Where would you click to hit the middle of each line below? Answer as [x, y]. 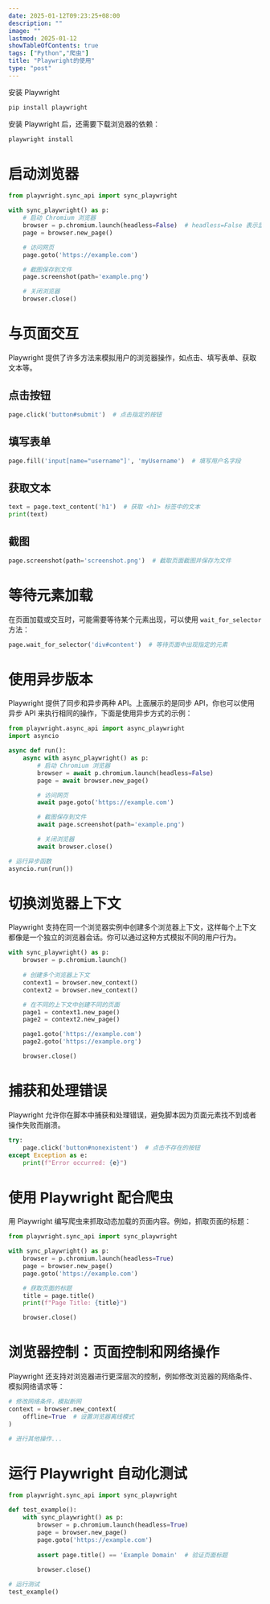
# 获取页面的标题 [47, 1288]
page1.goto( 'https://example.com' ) [82, 1034]
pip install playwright [48, 107]
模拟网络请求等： [37, 1386]
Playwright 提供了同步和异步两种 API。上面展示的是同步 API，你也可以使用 [132, 703]
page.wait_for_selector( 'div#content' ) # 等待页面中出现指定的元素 [118, 645]
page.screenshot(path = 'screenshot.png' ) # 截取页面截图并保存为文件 [120, 561]
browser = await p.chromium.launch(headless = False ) [126, 773]
